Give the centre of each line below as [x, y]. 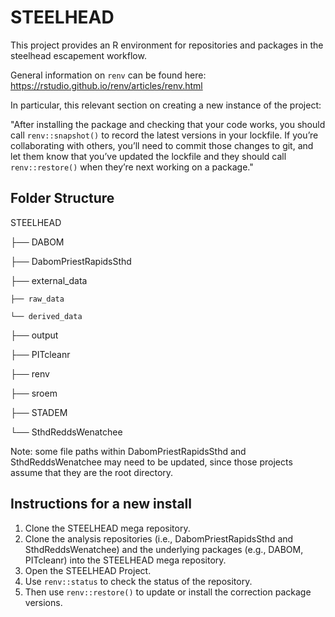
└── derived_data [46, 316]
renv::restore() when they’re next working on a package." [132, 167]
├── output [34, 335]
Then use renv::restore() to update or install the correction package [168, 592]
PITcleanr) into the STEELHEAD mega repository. [125, 560]
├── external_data [49, 280]
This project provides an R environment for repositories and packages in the [167, 45]
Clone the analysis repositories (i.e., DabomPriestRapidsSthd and [159, 538]
